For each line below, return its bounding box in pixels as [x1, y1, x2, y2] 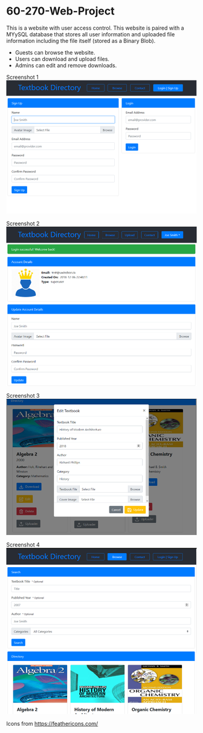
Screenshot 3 [6, 392, 40, 399]
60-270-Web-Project [6, 4, 115, 18]
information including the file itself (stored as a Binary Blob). [6, 37, 156, 44]
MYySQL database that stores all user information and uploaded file [6, 30, 175, 38]
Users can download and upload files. [14, 55, 110, 62]
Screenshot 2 [6, 220, 40, 227]
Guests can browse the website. [14, 48, 95, 56]
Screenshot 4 [6, 541, 40, 548]
